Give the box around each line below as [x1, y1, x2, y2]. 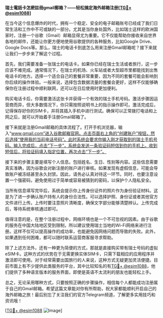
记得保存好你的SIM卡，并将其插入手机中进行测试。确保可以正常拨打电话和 [5, 108, 153, 113]
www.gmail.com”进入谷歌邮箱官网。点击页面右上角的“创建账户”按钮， [11, 131, 151, 136]
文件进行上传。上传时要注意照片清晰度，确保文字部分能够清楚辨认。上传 [5, 200, 149, 206]
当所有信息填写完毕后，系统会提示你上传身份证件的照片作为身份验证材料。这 [5, 187, 158, 193]
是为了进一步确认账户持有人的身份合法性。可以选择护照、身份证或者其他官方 [5, 194, 158, 199]
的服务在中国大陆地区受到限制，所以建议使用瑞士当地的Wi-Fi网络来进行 [5, 223, 148, 228]
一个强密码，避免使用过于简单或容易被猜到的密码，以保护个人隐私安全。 [9, 177, 154, 183]
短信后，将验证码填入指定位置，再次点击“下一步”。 [5, 149, 107, 154]
